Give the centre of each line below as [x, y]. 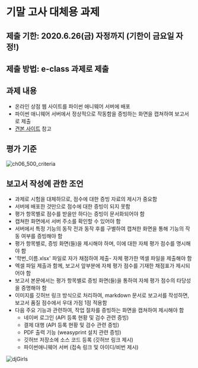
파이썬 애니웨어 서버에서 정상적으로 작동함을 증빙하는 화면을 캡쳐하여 [94, 114]
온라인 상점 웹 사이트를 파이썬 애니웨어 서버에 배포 [72, 106]
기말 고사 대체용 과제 [53, 12]
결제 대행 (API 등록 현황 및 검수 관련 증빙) [71, 325]
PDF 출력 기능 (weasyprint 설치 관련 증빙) [72, 332]
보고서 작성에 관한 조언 [45, 183]
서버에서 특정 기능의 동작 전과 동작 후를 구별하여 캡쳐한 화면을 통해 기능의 [99, 229]
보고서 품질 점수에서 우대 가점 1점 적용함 [61, 303]
